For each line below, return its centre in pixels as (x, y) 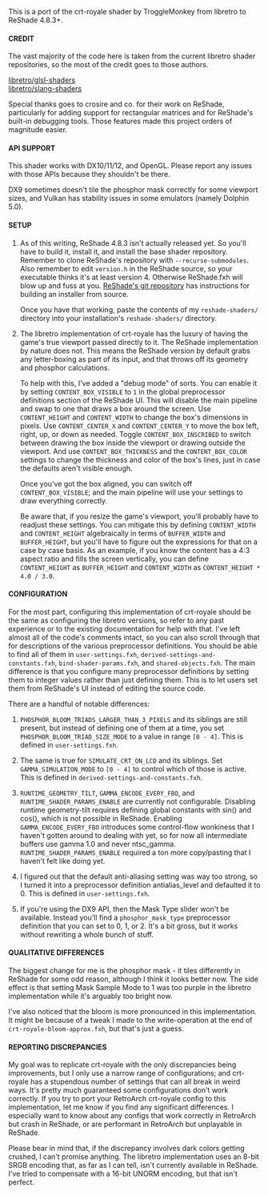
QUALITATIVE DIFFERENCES (56, 952)
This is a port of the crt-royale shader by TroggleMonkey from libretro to (127, 12)
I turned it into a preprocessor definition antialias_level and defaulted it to (140, 884)
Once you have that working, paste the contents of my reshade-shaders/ (139, 309)
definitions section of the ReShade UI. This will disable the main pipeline (138, 400)
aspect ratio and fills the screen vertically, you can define (114, 559)
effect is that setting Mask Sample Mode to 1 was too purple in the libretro (130, 988)
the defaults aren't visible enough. (76, 468)
